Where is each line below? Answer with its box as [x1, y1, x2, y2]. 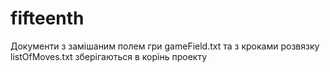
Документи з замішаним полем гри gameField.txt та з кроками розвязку [10, 40, 320, 52]
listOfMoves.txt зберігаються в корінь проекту [10, 50, 208, 62]
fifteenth [10, 7, 85, 30]
